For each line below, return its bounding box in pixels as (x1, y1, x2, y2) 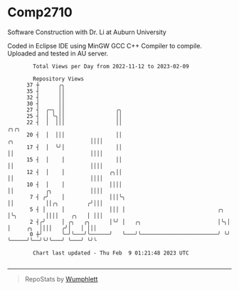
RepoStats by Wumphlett (24, 274, 98, 283)
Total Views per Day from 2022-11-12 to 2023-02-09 (33, 63, 190, 70)
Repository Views (33, 75, 84, 82)
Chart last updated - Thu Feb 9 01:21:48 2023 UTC (33, 249, 190, 257)
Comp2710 (7, 4, 73, 21)
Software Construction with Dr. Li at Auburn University (7, 28, 167, 36)
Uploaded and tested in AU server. (7, 49, 109, 58)
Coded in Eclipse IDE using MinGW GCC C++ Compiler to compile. (7, 41, 203, 50)
